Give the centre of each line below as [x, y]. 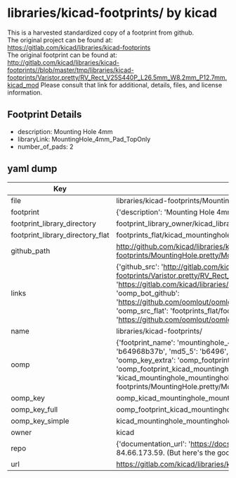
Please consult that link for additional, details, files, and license [131, 85]
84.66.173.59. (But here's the [165, 453]
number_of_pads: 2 [45, 147]
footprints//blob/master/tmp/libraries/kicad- [71, 70]
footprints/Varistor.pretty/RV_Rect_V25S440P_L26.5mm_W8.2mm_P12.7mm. [117, 77]
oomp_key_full [34, 409]
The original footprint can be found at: [62, 55]
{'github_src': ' [139, 266]
